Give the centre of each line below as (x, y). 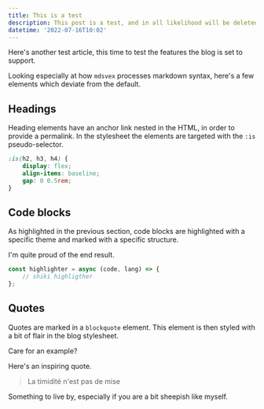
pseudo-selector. (36, 144)
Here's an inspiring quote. (50, 366)
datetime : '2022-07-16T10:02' (58, 30)
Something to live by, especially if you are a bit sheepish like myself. (118, 396)
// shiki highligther (57, 277)
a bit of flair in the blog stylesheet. (64, 335)
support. (22, 60)
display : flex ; (47, 166)
